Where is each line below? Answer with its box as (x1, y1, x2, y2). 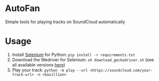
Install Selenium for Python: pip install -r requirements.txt (12, 52, 135, 57)
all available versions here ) (12, 62, 65, 67)
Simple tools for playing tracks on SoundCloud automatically (5, 19, 126, 25)
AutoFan (5, 3, 40, 14)
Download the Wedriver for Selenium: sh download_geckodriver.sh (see (12, 56, 154, 63)
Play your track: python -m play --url (12, 67, 88, 73)
